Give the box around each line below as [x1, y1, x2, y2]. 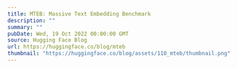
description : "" [7, 17, 56, 24]
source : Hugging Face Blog [7, 37, 88, 44]
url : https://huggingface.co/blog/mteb [7, 43, 126, 50]
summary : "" [7, 23, 43, 30]
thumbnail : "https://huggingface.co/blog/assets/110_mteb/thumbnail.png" [7, 50, 231, 57]
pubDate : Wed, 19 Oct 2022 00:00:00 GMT [7, 30, 130, 38]
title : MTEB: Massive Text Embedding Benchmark [7, 10, 152, 18]
